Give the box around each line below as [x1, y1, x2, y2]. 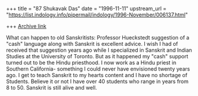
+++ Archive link [6, 23, 47, 29]
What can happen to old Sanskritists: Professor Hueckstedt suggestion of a [6, 34, 190, 41]
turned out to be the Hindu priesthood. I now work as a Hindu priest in [6, 59, 177, 66]
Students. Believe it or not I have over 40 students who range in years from [6, 78, 189, 85]
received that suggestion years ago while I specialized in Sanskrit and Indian [6, 47, 192, 54]
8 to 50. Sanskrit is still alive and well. [6, 84, 98, 91]
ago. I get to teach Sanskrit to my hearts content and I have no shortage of [6, 72, 188, 78]
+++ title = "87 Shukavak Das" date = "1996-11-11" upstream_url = [6, 5, 167, 12]
